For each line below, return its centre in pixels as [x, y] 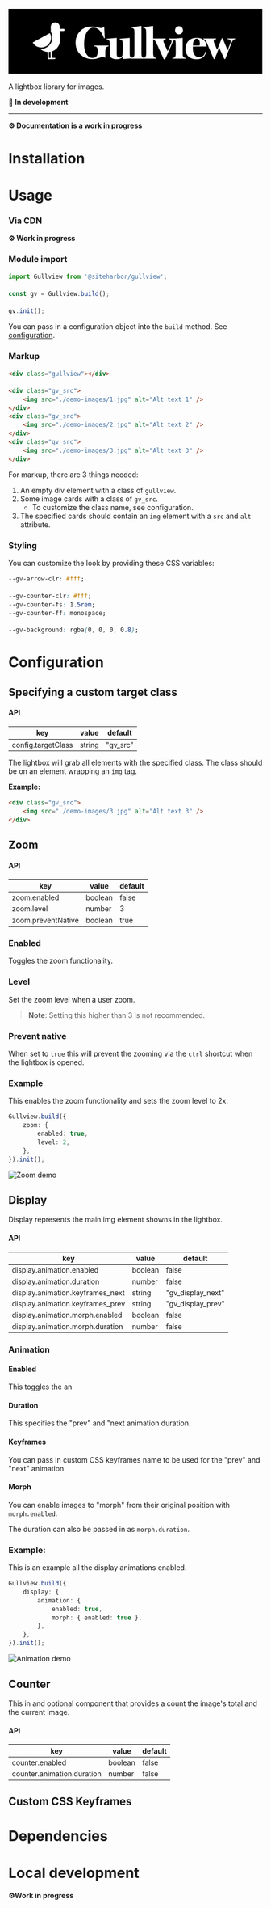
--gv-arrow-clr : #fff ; [46, 579]
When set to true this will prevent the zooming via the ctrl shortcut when [131, 1054]
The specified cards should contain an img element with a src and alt [135, 516]
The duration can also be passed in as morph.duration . [99, 1529]
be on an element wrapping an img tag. [73, 771]
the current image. [39, 1712]
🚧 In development [38, 103]
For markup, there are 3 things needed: [73, 475]
